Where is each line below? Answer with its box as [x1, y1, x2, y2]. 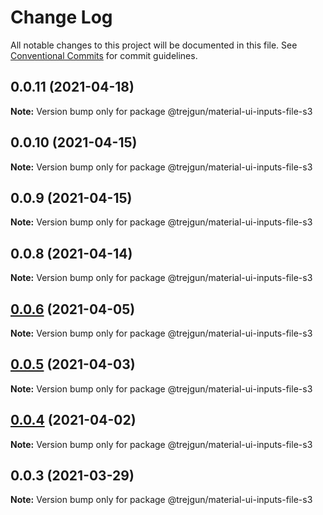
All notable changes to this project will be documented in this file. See [10, 39, 298, 51]
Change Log [10, 6, 113, 29]
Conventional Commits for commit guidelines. [10, 49, 198, 61]
